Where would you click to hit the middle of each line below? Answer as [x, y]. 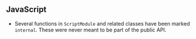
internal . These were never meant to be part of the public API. [90, 30]
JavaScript [26, 10]
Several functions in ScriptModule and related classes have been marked [102, 23]
